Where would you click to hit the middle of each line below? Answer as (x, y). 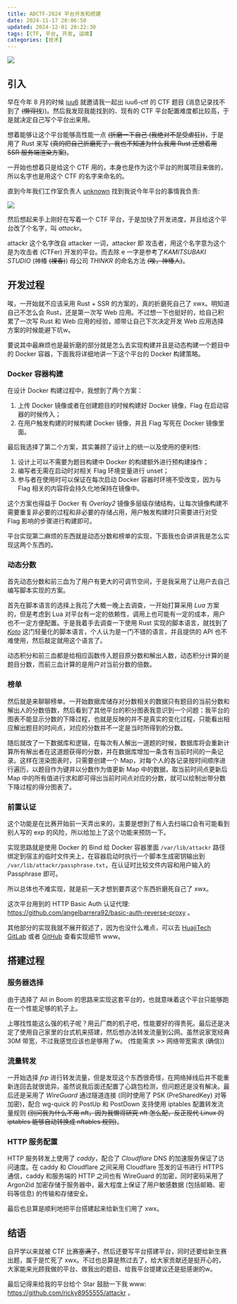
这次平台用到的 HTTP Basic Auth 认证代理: (69, 903)
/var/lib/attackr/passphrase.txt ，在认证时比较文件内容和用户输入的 (109, 864)
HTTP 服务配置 (32, 1142)
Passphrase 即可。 (35, 874)
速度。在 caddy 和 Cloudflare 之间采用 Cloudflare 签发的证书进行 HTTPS (119, 1167)
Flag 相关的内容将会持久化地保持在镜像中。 (80, 488)
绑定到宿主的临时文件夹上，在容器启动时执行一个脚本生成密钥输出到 (106, 856)
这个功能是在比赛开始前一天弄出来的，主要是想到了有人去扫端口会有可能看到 (119, 823)
